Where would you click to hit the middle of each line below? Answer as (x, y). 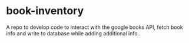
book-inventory (45, 11)
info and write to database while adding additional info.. (73, 33)
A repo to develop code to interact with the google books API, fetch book (95, 27)
